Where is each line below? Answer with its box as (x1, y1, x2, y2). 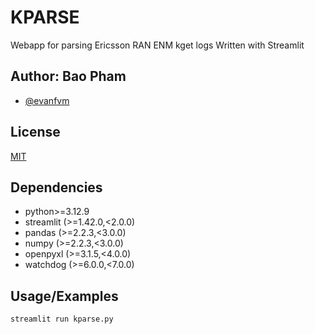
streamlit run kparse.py (10, 314, 114, 325)
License (10, 124, 61, 141)
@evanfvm (24, 94, 70, 106)
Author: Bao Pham (10, 68, 127, 85)
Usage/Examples (10, 287, 119, 305)
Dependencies (10, 179, 103, 196)
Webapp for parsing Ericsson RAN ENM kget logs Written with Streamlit (10, 39, 305, 51)
